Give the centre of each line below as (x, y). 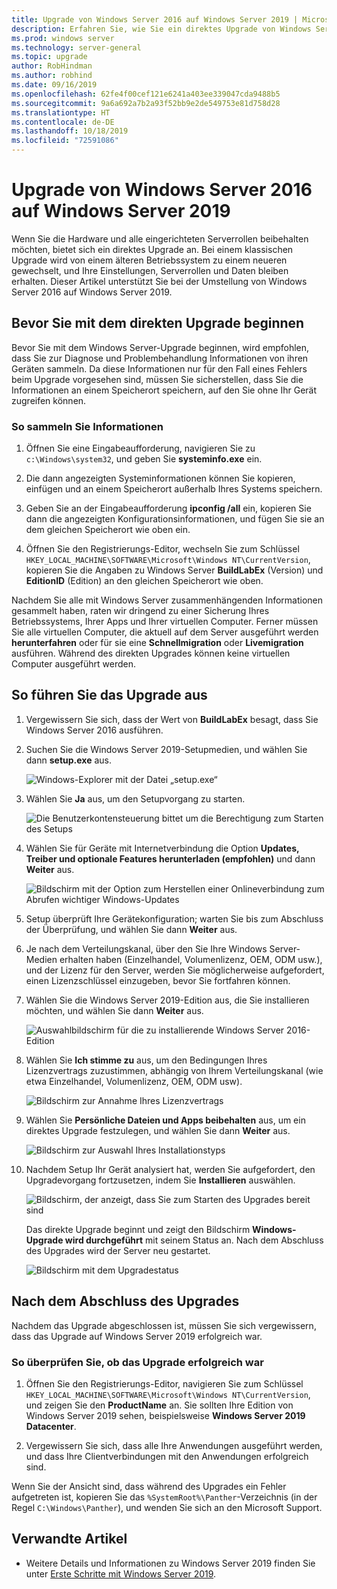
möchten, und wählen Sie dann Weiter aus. (114, 1010)
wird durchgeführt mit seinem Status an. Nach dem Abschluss (194, 1240)
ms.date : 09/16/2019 (54, 85)
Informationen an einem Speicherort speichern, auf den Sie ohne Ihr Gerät (164, 390)
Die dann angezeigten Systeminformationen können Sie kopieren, (160, 478)
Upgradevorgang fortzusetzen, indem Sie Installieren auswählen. (160, 1180)
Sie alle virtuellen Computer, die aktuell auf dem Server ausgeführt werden (165, 632)
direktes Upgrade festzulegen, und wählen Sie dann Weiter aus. (158, 1130)
